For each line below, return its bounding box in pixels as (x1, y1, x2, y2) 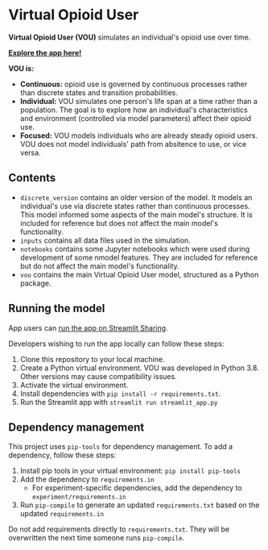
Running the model (8, 302, 105, 315)
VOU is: (8, 63, 35, 73)
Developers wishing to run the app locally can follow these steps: (8, 339, 225, 348)
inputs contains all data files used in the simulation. (19, 235, 191, 245)
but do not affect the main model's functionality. (19, 260, 179, 271)
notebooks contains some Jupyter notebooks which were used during (19, 244, 250, 253)
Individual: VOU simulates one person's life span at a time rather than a (19, 96, 258, 106)
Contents (8, 171, 56, 185)
